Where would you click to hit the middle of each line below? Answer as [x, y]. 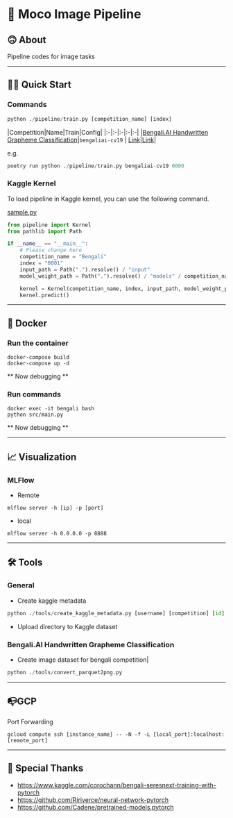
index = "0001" [42, 263]
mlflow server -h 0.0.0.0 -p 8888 [57, 534]
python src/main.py [35, 415]
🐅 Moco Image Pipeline [74, 14]
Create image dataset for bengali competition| [83, 660]
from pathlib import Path [44, 231]
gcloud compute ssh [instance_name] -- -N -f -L [79, 734]
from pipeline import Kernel [49, 225]
